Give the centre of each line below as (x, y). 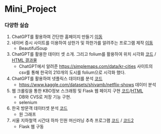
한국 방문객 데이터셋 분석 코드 (39, 108)
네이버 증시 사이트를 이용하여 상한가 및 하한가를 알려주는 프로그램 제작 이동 (82, 43)
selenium (28, 102)
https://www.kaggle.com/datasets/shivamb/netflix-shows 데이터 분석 (87, 85)
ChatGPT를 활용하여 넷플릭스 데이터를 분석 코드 (57, 79)
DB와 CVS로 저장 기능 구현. (45, 97)
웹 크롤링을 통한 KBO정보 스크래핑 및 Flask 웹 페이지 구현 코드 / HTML (77, 91)
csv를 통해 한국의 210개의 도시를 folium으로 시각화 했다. (72, 72)
